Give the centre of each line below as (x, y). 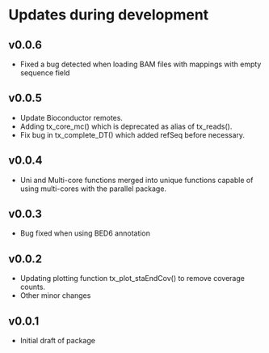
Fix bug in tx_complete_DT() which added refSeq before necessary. (132, 134)
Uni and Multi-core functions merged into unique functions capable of (137, 180)
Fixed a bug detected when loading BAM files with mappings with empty (141, 64)
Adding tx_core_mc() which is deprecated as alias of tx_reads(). (126, 126)
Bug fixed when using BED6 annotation (85, 233)
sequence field (45, 73)
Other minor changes (55, 296)
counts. (33, 287)
